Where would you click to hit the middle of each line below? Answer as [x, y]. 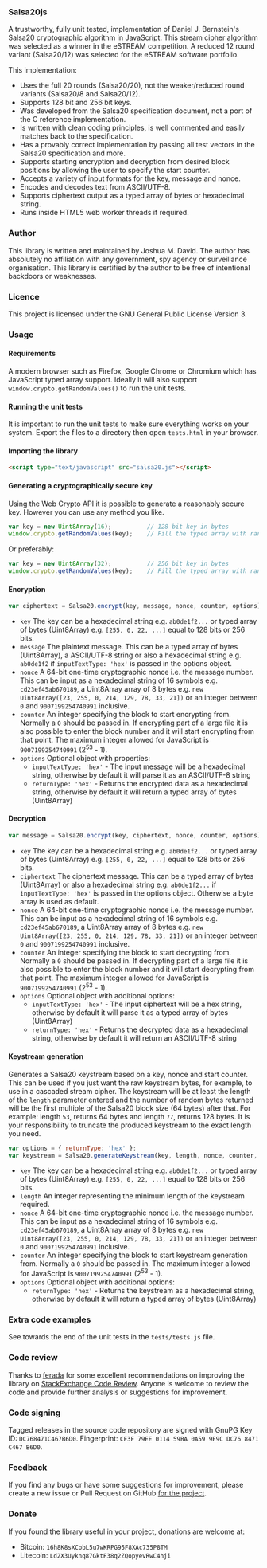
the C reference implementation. [73, 120]
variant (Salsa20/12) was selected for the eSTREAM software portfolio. [124, 55]
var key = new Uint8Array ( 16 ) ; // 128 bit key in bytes [118, 527]
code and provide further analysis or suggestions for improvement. [118, 1392]
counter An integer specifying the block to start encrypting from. [126, 715]
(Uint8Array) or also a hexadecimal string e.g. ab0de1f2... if [118, 884]
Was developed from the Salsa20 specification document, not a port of [136, 111]
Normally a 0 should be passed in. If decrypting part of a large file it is [134, 960]
